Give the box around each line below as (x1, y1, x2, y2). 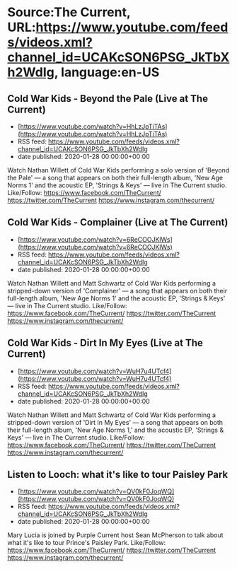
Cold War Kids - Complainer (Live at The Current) (7, 216, 229, 228)
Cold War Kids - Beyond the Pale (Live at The (7, 93, 209, 105)
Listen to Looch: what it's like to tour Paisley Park (7, 469, 229, 481)
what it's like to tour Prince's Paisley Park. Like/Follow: (7, 539, 166, 547)
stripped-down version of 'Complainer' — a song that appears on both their (7, 286, 228, 295)
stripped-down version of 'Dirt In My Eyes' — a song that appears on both (7, 418, 224, 426)
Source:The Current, (7, 4, 131, 20)
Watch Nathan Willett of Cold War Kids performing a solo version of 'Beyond (7, 166, 230, 174)
